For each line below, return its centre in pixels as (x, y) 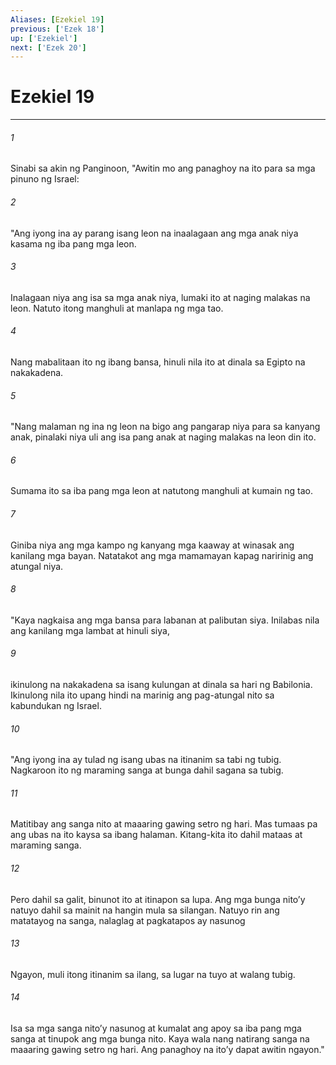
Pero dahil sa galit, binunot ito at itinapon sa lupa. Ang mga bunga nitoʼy (158, 899)
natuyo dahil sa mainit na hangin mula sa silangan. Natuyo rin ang (145, 910)
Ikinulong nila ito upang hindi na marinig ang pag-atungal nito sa (142, 695)
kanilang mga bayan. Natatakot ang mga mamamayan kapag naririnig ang (162, 555)
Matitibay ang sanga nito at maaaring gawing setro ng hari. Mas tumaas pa (164, 824)
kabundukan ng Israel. (56, 706)
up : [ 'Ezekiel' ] (44, 38)
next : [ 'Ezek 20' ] (48, 47)
